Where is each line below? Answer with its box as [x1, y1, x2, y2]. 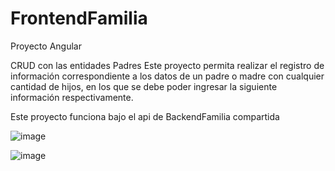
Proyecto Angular [10, 40, 82, 52]
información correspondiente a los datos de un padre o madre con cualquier [10, 70, 325, 82]
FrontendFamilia [10, 7, 148, 30]
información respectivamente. [10, 91, 134, 103]
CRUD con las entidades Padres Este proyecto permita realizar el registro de [10, 59, 325, 71]
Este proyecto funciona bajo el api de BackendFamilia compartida [10, 110, 280, 122]
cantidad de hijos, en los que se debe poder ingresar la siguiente [10, 80, 278, 92]
